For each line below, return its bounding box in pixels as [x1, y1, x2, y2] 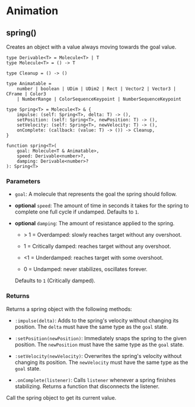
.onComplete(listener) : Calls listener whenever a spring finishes [14, 376, 176, 383]
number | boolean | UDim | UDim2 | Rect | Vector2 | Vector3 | [17, 86, 177, 92]
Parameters [6, 177, 40, 185]
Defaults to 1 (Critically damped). [14, 277, 96, 285]
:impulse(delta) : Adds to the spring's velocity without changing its [14, 316, 179, 324]
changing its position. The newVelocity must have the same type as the [14, 358, 188, 366]
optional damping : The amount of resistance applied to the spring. [14, 220, 175, 227]
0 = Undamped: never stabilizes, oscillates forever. [23, 266, 148, 273]
